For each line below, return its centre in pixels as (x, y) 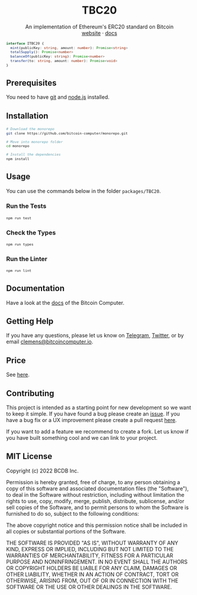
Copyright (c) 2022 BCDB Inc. (42, 471)
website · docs (99, 33)
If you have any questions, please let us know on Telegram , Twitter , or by (95, 336)
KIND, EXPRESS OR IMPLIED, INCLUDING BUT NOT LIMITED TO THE (90, 549)
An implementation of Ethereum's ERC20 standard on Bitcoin (99, 27)
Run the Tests (26, 206)
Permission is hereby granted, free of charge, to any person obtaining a (93, 482)
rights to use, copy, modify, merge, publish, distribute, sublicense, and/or (95, 501)
